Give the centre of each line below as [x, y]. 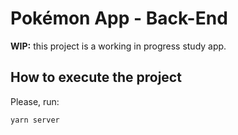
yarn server [35, 120]
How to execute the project [96, 77]
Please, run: [35, 101]
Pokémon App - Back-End [119, 18]
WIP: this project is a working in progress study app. [118, 46]
